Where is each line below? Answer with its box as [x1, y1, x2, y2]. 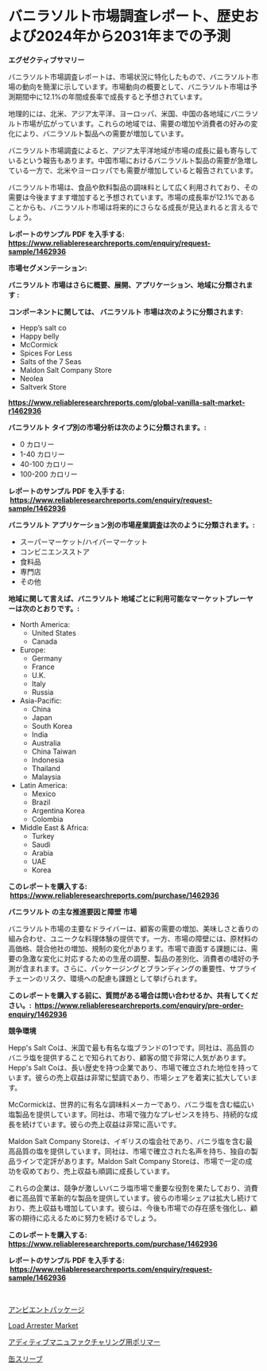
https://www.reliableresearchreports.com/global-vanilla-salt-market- [8, 398, 246, 407]
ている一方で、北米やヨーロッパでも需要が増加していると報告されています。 [8, 165, 258, 175]
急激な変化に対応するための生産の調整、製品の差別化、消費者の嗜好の [21, 954, 252, 963]
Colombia [31, 814, 64, 824]
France [31, 662, 56, 672]
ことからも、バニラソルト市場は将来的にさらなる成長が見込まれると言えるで [8, 202, 258, 212]
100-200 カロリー [19, 469, 78, 479]
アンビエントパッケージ [8, 1304, 85, 1314]
